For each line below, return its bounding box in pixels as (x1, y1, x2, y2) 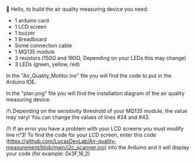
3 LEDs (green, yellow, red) (14, 61, 80, 68)
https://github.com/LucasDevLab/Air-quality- (8, 138, 117, 144)
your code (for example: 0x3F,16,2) (6, 150, 90, 157)
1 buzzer (14, 29, 35, 36)
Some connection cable (14, 42, 72, 49)
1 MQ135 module (14, 48, 55, 55)
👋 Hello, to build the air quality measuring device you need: (6, 6, 149, 12)
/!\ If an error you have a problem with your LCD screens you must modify (6, 125, 184, 132)
